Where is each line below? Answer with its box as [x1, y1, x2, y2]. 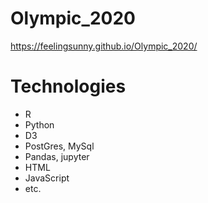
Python [24, 118, 55, 131]
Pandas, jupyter [24, 150, 90, 162]
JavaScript [24, 172, 70, 184]
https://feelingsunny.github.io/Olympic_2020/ [10, 40, 198, 52]
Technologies [10, 75, 127, 98]
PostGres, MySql [24, 140, 95, 152]
